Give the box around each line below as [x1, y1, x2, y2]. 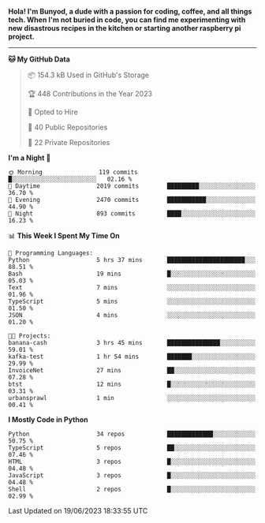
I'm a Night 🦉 [8, 153, 51, 163]
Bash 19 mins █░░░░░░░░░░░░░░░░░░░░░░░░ [8, 270, 256, 278]
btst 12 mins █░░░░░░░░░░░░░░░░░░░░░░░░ [8, 380, 256, 388]
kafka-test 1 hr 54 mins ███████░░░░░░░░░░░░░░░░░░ [8, 353, 256, 360]
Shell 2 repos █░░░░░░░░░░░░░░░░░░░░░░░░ [8, 485, 256, 493]
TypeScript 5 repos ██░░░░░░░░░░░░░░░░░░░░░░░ [8, 444, 256, 452]
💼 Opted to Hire [27, 107, 79, 117]
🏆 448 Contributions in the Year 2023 [27, 89, 152, 98]
